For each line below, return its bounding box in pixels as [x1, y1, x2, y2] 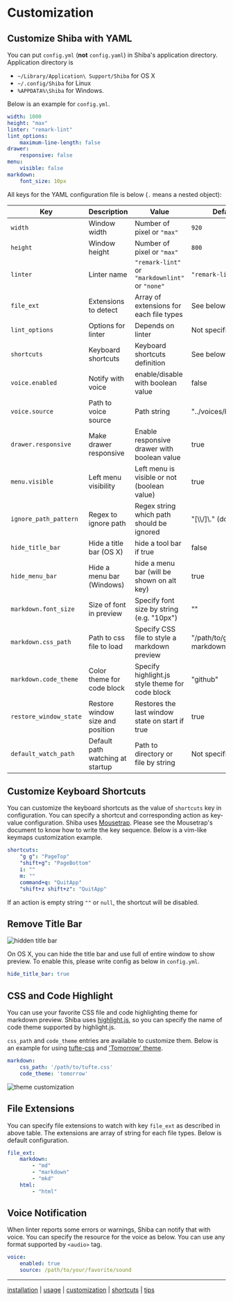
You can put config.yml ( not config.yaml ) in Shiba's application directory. [7, 51, 218, 59]
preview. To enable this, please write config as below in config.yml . [7, 957, 200, 965]
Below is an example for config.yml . [7, 100, 110, 108]
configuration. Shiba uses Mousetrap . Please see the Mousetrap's [24, 818, 213, 827]
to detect [88, 305, 118, 315]
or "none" [135, 281, 165, 291]
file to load [88, 641, 123, 651]
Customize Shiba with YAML [7, 33, 132, 44]
